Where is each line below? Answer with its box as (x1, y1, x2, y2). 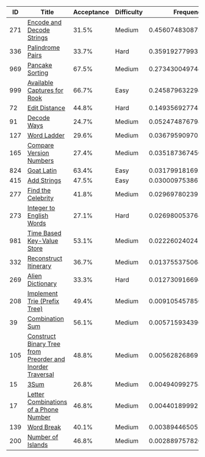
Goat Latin (27, 166, 57, 175)
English (27, 211, 49, 219)
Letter (27, 390, 45, 398)
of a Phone (27, 406, 59, 414)
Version (27, 149, 50, 157)
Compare (27, 141, 54, 149)
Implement (27, 290, 58, 298)
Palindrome (27, 43, 60, 51)
